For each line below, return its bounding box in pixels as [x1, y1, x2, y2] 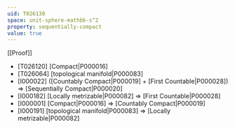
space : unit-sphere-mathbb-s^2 [7, 17, 99, 24]
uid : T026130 [7, 10, 46, 17]
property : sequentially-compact [7, 23, 102, 30]
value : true [7, 29, 42, 37]
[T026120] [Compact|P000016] [17, 62, 109, 70]
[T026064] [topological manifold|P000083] [17, 70, 144, 78]
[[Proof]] [7, 49, 33, 57]
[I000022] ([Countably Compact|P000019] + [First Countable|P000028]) [17, 77, 229, 86]
